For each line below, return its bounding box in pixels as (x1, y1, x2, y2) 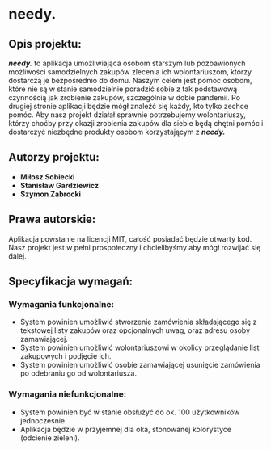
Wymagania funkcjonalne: (8, 298, 115, 309)
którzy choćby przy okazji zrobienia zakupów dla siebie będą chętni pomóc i (8, 119, 264, 128)
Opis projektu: (8, 37, 83, 51)
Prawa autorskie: (8, 212, 96, 226)
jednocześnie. (19, 415, 67, 425)
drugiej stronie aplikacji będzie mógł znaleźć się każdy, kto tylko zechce (8, 102, 249, 111)
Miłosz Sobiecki (19, 171, 75, 182)
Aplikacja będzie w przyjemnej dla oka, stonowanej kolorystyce (19, 424, 232, 434)
